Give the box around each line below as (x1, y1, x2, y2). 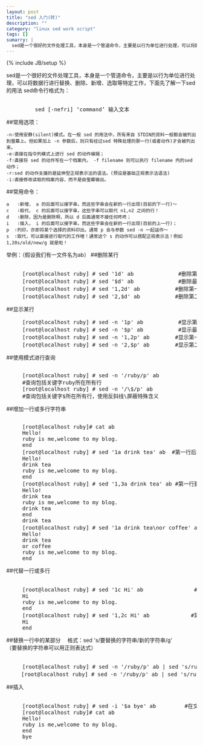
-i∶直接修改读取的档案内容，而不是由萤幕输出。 (6, 177, 109, 183)
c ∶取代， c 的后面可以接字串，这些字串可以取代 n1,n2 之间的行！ (6, 207, 159, 213)
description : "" (6, 20, 47, 26)
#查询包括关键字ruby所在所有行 (22, 379, 102, 386)
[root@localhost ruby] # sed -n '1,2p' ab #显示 (22, 334, 189, 340)
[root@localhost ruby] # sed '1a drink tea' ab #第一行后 (22, 449, 196, 455)
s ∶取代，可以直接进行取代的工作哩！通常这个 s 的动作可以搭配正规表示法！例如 (6, 233, 183, 239)
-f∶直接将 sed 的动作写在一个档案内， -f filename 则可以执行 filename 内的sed (6, 157, 193, 163)
